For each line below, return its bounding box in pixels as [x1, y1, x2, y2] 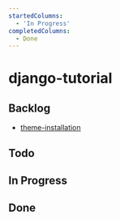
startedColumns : [8, 11, 63, 20]
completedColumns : [8, 27, 71, 35]
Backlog [8, 101, 51, 115]
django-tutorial [8, 70, 113, 87]
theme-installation [19, 123, 81, 133]
